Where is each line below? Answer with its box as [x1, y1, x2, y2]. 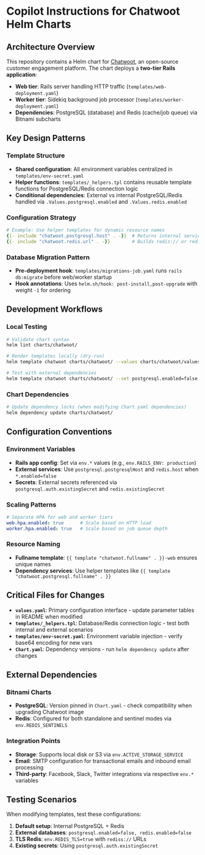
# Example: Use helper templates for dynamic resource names [6, 227, 165, 233]
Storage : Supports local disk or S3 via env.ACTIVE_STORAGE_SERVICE [15, 750, 184, 758]
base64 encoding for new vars [15, 639, 93, 646]
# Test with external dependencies [6, 370, 97, 376]
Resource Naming [6, 540, 61, 549]
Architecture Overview [6, 42, 95, 52]
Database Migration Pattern [6, 253, 90, 262]
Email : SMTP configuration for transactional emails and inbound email [15, 757, 191, 764]
